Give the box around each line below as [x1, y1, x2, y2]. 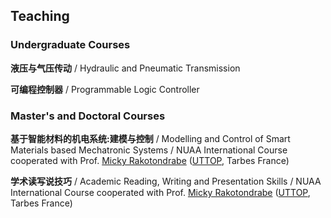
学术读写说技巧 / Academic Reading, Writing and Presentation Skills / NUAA [10, 175, 322, 187]
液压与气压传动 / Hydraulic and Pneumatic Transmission [10, 62, 241, 74]
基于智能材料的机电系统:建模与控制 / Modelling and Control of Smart [10, 132, 291, 144]
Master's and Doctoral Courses [10, 109, 166, 123]
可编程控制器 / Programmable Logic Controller [10, 83, 200, 95]
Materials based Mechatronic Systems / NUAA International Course [10, 144, 288, 156]
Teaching [10, 8, 70, 25]
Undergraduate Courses [10, 38, 131, 52]
